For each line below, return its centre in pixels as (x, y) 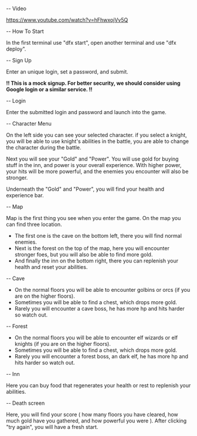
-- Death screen (26, 403)
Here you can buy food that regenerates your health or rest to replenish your (98, 385)
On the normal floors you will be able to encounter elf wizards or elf (96, 337)
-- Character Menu (29, 124)
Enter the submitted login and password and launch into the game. (86, 112)
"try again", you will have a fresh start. (52, 427)
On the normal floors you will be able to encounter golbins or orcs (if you (102, 290)
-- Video (16, 9)
